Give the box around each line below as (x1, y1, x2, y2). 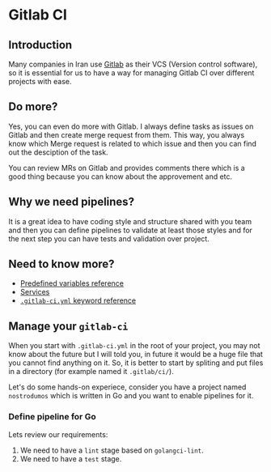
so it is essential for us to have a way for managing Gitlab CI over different (8, 68, 255, 78)
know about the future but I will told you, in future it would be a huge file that (8, 350, 263, 359)
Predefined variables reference (19, 279, 124, 288)
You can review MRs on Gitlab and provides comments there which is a (8, 163, 245, 172)
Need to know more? (8, 257, 115, 271)
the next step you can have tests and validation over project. (8, 233, 210, 244)
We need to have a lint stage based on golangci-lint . (19, 445, 204, 455)
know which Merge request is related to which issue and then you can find (8, 138, 257, 148)
